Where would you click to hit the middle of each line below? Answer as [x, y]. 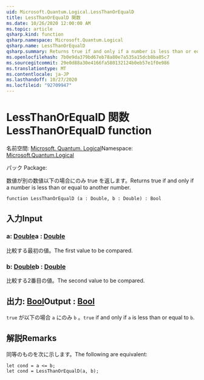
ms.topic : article [29, 29]
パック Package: [27, 167]
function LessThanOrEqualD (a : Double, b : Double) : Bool [84, 198]
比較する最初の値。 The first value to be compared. [70, 250]
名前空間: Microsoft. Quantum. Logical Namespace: [70, 148]
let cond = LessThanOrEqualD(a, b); [53, 371]
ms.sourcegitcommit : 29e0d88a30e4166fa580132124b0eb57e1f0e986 [88, 63]
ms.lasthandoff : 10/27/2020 [42, 80]
